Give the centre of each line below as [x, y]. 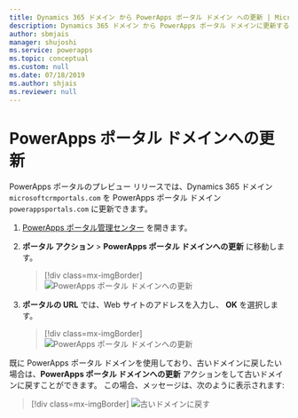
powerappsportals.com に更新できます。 [81, 209]
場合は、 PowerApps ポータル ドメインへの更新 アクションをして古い [134, 375]
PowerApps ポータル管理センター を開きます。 [107, 228]
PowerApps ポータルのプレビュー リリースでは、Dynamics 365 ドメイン [141, 186]
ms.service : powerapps [51, 51]
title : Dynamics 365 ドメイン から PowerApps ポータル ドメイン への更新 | [140, 17]
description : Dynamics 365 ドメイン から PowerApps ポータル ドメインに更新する [149, 26]
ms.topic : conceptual [49, 59]
